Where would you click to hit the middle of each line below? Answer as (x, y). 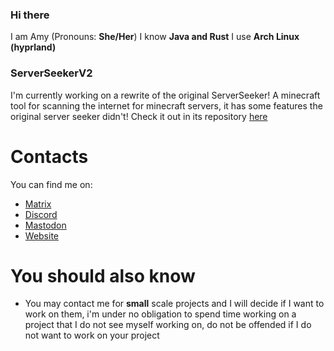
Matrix (38, 204)
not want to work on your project (92, 335)
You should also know (103, 275)
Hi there (30, 15)
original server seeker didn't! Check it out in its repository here (139, 116)
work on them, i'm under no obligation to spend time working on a (160, 314)
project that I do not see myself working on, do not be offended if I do (168, 325)
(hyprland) (33, 47)
